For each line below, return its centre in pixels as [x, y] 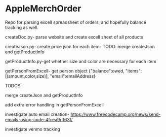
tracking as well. [22, 27]
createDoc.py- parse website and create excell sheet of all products [74, 37]
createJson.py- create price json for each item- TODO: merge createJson [80, 46]
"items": [134, 71]
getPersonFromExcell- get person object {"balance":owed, [65, 71]
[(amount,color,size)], [27, 76]
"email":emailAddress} [73, 76]
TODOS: [14, 86]
